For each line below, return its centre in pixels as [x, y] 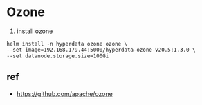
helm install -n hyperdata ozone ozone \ [67, 44]
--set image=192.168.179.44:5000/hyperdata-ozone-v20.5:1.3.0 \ [101, 50]
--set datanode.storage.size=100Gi [58, 56]
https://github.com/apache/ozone [65, 93]
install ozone [35, 31]
